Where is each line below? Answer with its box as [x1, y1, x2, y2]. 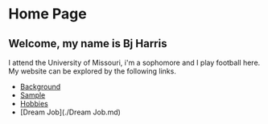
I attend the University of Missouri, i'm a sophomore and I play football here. [8, 58, 261, 67]
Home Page [8, 5, 87, 23]
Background [19, 82, 61, 91]
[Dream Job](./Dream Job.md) [19, 107, 121, 117]
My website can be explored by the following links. [8, 66, 177, 76]
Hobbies [19, 99, 48, 108]
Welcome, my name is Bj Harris [8, 37, 167, 50]
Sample [19, 90, 46, 100]
